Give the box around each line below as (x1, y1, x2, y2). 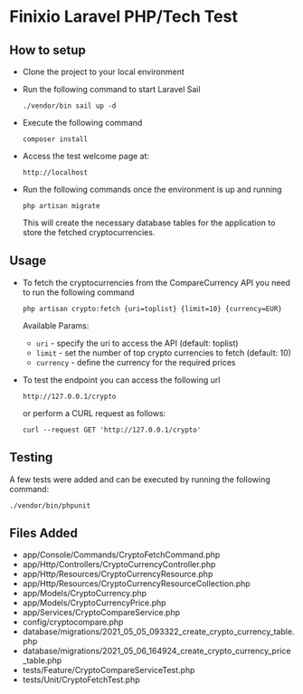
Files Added (9, 526, 79, 541)
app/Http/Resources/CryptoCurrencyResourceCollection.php (22, 578, 251, 589)
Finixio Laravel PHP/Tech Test (9, 6, 238, 27)
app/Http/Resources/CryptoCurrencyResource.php (22, 568, 213, 580)
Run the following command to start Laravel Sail (22, 84, 201, 94)
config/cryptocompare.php (22, 617, 124, 628)
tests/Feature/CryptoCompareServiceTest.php (22, 665, 195, 676)
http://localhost (22, 168, 89, 177)
